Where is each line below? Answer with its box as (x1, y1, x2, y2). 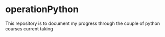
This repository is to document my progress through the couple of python (5, 20, 160, 26)
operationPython (5, 4, 79, 15)
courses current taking (5, 25, 54, 31)
